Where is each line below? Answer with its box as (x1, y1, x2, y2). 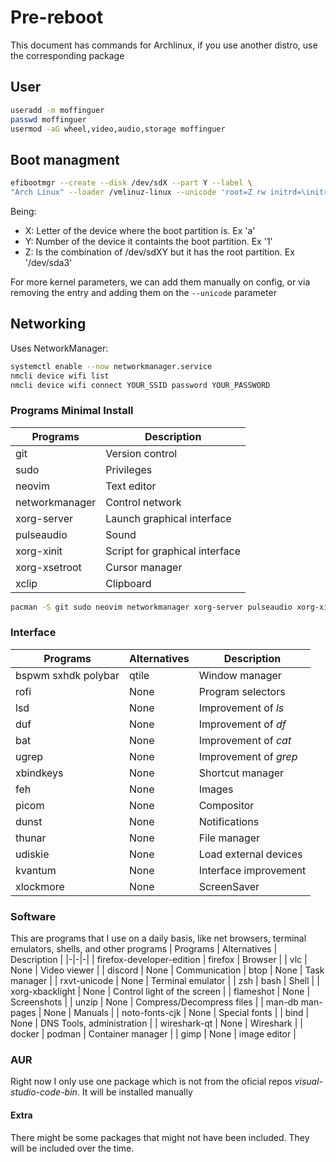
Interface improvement (198, 863, 307, 877)
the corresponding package (10, 49, 125, 61)
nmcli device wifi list (10, 371, 110, 381)
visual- (294, 1076, 323, 1088)
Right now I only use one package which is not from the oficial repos (10, 1076, 293, 1088)
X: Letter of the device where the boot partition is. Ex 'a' (24, 224, 256, 236)
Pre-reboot (10, 6, 104, 29)
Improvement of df (198, 717, 287, 731)
